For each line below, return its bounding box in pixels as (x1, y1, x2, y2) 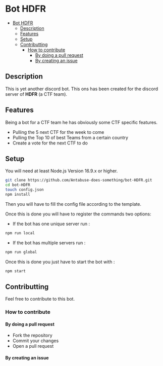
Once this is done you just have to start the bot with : (5, 259, 115, 265)
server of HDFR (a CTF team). (5, 91, 67, 97)
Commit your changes (12, 338, 59, 344)
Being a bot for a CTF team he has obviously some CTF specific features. (5, 119, 158, 125)
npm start (5, 268, 26, 274)
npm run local (5, 230, 35, 236)
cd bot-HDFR (5, 182, 30, 188)
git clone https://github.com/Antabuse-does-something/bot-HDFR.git (5, 178, 152, 183)
